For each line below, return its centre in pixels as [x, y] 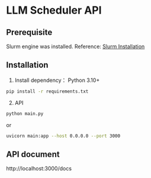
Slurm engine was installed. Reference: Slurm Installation [75, 46]
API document [33, 154]
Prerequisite [29, 32]
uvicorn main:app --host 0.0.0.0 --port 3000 [63, 136]
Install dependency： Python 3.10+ [57, 80]
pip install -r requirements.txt [47, 91]
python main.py [25, 113]
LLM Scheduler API [54, 10]
